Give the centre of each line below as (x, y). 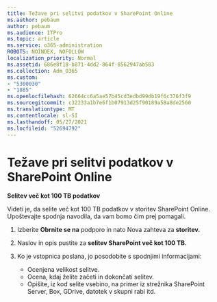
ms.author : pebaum (33, 20)
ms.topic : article (33, 39)
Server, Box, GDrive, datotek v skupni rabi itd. (91, 292)
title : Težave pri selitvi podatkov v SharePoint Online (90, 13)
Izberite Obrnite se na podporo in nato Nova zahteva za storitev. (108, 230)
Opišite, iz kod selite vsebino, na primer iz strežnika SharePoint (116, 284)
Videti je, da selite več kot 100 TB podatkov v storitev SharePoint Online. (109, 209)
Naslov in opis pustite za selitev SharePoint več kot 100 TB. (102, 243)
